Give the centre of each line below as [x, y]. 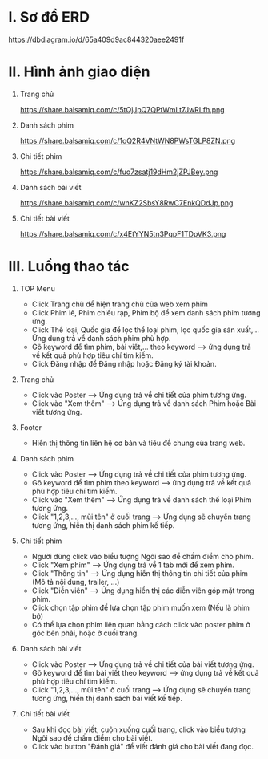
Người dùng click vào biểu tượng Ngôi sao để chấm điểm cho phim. [143, 556]
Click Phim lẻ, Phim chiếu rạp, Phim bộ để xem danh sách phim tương [146, 312]
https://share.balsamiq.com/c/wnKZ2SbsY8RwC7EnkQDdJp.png [126, 203]
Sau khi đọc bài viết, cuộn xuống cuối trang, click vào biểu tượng [138, 729]
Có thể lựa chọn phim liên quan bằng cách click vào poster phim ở [141, 624]
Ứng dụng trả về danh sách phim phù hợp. [101, 338]
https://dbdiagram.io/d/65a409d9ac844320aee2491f [96, 39]
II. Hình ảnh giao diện [79, 72]
